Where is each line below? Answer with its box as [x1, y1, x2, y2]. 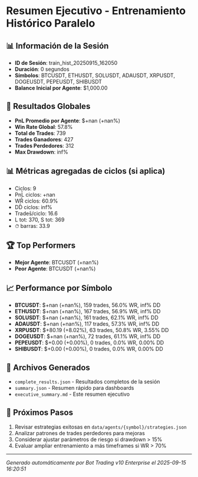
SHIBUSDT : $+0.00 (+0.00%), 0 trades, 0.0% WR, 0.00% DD [14, 346, 163, 353]
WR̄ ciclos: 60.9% [14, 197, 58, 204]
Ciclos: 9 [14, 184, 37, 192]
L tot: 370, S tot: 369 [14, 216, 65, 223]
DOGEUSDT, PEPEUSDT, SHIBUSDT [14, 78, 102, 85]
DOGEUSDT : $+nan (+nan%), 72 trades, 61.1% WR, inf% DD [14, 333, 161, 340]
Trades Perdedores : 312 [14, 142, 74, 149]
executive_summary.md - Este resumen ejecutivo [14, 390, 130, 398]
